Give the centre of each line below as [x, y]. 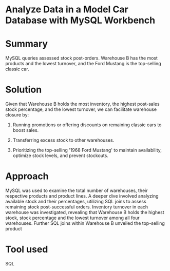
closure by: [17, 115]
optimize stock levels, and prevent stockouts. [61, 156]
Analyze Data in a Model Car [67, 9]
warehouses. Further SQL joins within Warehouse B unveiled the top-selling [85, 223]
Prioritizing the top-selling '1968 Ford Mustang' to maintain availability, [87, 150]
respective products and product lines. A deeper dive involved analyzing [82, 196]
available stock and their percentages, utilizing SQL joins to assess [76, 201]
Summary [26, 44]
